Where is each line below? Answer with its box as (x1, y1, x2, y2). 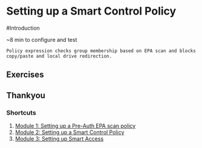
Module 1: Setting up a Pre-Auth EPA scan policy (15, 123, 136, 130)
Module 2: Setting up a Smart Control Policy (15, 129, 125, 136)
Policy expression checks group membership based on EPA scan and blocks (6, 47, 197, 54)
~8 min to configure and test (6, 36, 77, 43)
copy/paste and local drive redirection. (6, 53, 112, 59)
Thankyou (6, 90, 45, 101)
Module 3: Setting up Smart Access (15, 135, 104, 143)
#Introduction (6, 24, 41, 32)
